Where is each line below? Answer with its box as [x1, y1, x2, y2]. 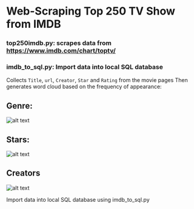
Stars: [6, 134, 30, 145]
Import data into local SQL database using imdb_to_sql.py [6, 196, 150, 203]
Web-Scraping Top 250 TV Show [6, 4, 176, 18]
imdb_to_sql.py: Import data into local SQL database [6, 63, 164, 71]
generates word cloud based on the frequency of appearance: [6, 83, 162, 91]
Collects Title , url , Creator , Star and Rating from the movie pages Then [6, 77, 188, 84]
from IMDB [6, 17, 61, 31]
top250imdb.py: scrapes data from [6, 39, 112, 47]
